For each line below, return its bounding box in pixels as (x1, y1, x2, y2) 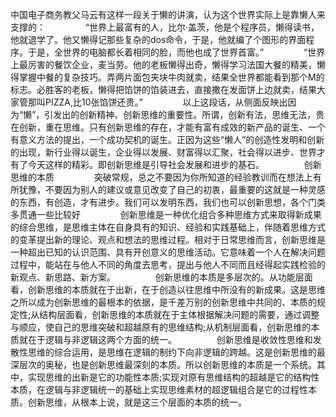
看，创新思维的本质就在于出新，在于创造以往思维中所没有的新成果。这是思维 (10, 284, 326, 295)
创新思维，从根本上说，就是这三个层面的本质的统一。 (27, 396, 247, 408)
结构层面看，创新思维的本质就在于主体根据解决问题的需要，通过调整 (39, 309, 320, 320)
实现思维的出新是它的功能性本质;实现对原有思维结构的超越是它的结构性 (27, 371, 320, 383)
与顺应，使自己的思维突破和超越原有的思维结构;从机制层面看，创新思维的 (10, 321, 312, 333)
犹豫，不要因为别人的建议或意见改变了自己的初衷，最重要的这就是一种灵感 (18, 184, 326, 195)
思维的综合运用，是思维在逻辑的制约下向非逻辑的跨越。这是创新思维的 (27, 346, 317, 358)
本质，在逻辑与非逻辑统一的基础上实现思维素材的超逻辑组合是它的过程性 (10, 384, 308, 395)
